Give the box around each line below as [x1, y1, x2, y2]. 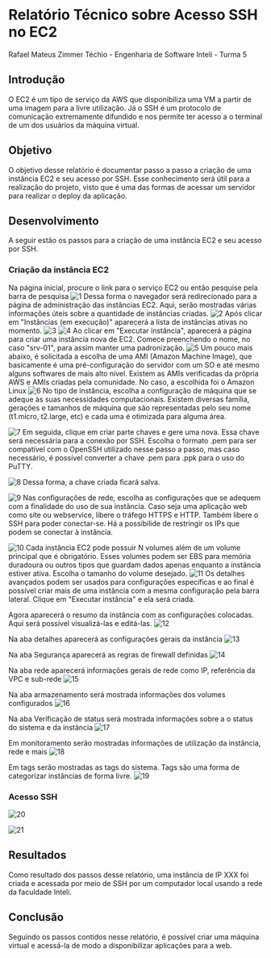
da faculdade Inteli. [8, 887, 73, 897]
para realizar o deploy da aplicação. [8, 191, 127, 200]
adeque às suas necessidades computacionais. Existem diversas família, [8, 394, 250, 404]
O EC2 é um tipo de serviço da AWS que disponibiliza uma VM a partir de [8, 95, 252, 104]
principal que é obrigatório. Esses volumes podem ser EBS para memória [8, 551, 252, 561]
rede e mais [8, 746, 48, 756]
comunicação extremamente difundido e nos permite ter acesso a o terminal [8, 111, 263, 121]
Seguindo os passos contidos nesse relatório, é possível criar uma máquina [8, 931, 260, 942]
